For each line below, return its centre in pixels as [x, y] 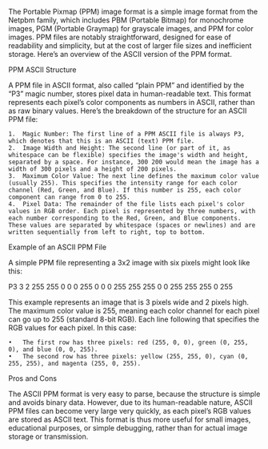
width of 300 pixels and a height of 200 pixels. [93, 169]
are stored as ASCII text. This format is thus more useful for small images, [130, 419]
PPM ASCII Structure [42, 70]
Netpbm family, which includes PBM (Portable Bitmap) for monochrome [126, 20]
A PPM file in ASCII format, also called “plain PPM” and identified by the [126, 85]
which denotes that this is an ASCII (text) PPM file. [102, 141]
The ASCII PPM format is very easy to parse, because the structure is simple [134, 394]
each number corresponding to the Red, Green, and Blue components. [125, 218]
